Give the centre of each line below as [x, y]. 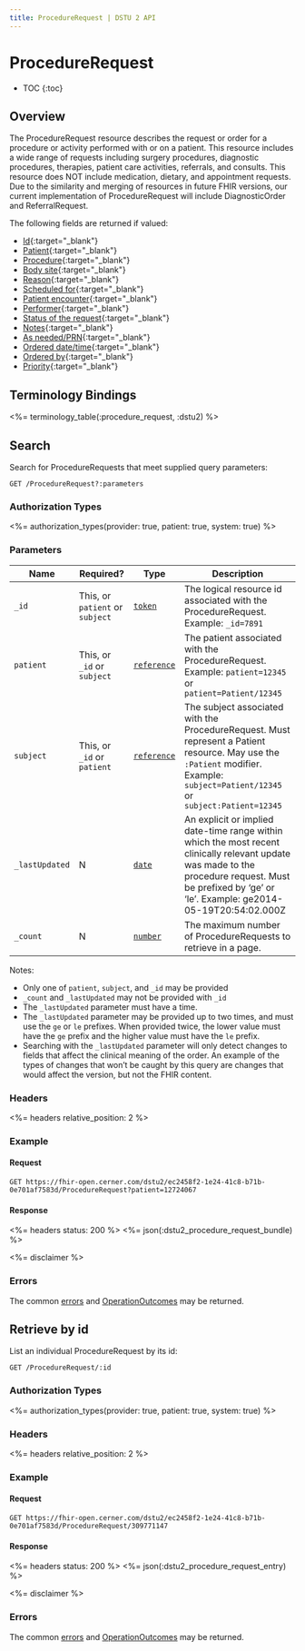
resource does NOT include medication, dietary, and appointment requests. [150, 177]
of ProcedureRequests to [238, 936]
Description [238, 573]
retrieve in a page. [223, 947]
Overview [38, 116]
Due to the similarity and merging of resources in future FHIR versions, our [148, 186]
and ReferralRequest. [49, 206]
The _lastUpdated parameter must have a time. [110, 1007]
